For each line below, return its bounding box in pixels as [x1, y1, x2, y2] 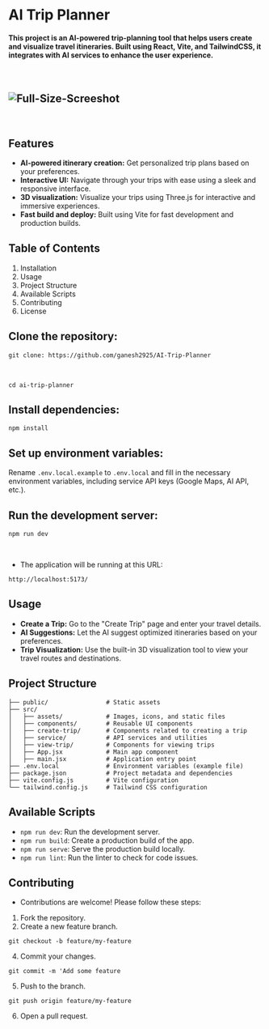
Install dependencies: [8, 403, 120, 417]
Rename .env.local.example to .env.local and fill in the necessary [8, 468, 231, 478]
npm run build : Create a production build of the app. [19, 836, 195, 845]
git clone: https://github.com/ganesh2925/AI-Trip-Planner [8, 351, 212, 359]
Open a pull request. [19, 1011, 89, 1021]
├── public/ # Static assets [8, 698, 161, 706]
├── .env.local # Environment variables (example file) [8, 762, 244, 770]
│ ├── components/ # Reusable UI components [8, 719, 194, 728]
